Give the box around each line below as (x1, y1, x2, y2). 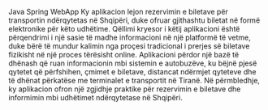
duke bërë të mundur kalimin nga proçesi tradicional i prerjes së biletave (8, 41, 250, 51)
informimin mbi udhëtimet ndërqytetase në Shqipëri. (8, 93, 183, 102)
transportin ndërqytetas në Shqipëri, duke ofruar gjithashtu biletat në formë (8, 15, 261, 25)
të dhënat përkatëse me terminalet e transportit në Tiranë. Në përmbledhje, (8, 76, 260, 85)
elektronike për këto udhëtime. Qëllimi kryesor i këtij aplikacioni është (8, 24, 240, 33)
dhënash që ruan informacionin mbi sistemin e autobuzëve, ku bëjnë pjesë (8, 58, 257, 68)
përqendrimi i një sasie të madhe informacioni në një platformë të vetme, (8, 32, 251, 42)
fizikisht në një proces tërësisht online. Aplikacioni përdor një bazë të (8, 50, 240, 59)
